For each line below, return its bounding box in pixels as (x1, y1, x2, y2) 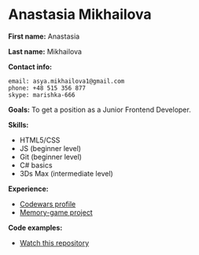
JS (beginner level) (19, 143, 81, 153)
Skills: (8, 120, 29, 129)
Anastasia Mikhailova (8, 6, 152, 24)
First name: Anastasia (8, 31, 80, 41)
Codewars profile (19, 199, 76, 209)
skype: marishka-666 (8, 91, 76, 99)
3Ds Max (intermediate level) (19, 168, 114, 178)
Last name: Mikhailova (8, 46, 83, 56)
